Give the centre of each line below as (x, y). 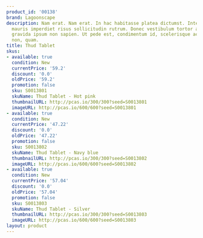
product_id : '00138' (32, 12)
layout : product (27, 226)
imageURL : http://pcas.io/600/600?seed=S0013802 (74, 164)
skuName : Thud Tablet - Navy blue (55, 153)
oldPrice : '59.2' (34, 79)
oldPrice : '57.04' (35, 192)
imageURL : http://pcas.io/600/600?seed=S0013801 (74, 107)
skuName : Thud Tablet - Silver (51, 209)
